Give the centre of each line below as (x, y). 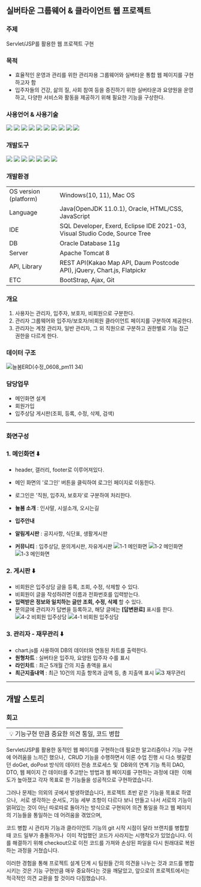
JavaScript (75, 216)
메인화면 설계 (30, 398)
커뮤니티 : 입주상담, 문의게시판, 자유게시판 (63, 546)
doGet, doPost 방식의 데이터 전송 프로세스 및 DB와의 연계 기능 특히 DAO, (99, 765)
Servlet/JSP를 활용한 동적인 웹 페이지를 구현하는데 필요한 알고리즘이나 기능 (94, 750)
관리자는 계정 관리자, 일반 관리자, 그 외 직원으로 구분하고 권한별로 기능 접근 (102, 328)
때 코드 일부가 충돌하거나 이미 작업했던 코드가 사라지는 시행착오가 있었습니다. (96, 835)
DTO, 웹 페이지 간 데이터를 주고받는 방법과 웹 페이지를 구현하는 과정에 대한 (93, 772)
